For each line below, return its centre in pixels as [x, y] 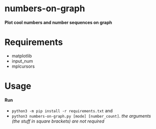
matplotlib [22, 56]
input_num [22, 61]
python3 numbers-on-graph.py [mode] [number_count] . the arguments [81, 116]
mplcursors [23, 66]
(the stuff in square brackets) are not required [58, 121]
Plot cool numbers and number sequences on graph [58, 22]
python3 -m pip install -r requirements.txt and [62, 111]
